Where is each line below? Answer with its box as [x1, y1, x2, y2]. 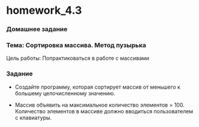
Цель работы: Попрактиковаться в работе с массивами [6, 55, 150, 62]
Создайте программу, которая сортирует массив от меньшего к [14, 83, 181, 90]
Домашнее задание [6, 25, 68, 34]
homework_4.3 [6, 4, 82, 17]
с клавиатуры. [14, 114, 52, 121]
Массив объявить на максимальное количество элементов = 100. [14, 101, 185, 108]
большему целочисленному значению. [14, 89, 116, 96]
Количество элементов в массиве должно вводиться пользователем [14, 107, 194, 114]
